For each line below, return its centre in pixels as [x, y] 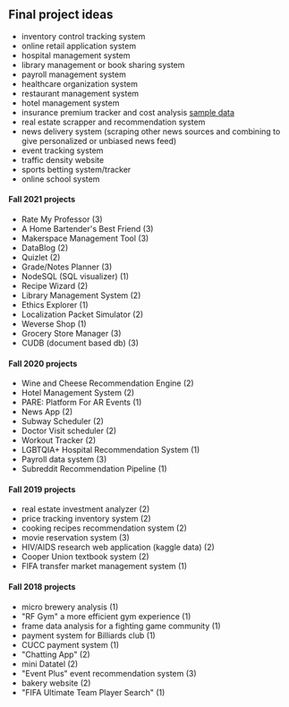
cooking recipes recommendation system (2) [104, 528]
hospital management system [76, 55]
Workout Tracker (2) [59, 440]
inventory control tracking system [83, 36]
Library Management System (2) [81, 295]
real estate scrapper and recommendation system [113, 122]
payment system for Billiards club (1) [88, 635]
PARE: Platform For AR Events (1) [81, 403]
